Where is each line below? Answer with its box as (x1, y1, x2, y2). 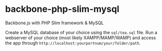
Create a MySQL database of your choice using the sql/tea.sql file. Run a (5, 29, 158, 35)
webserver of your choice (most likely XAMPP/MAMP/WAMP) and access (5, 35, 156, 41)
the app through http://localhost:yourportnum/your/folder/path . (5, 40, 141, 46)
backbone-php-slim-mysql (5, 3, 120, 15)
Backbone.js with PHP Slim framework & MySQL (5, 20, 104, 26)
